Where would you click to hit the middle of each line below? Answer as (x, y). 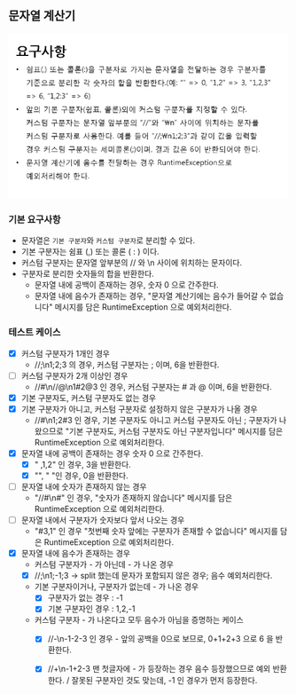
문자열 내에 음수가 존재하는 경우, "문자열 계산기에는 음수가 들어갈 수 (151, 296)
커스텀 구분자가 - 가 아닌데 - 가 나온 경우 (104, 564)
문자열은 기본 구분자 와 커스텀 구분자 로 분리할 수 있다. (108, 241)
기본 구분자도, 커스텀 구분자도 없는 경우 (89, 398)
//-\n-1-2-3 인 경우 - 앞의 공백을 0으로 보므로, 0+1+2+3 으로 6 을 (160, 639)
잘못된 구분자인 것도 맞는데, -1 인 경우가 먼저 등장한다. (164, 680)
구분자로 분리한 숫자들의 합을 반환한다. (87, 274)
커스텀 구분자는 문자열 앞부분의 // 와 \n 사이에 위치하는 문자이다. (132, 263)
